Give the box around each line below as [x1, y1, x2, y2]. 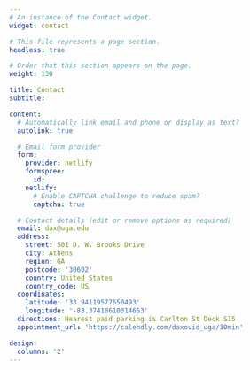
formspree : [25, 167, 66, 176]
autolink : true [17, 126, 74, 135]
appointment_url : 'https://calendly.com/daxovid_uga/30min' [17, 322, 244, 332]
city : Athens [25, 249, 74, 258]
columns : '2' [17, 347, 66, 356]
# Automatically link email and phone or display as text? [17, 118, 240, 127]
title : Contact [9, 86, 66, 95]
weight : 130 [9, 70, 53, 79]
